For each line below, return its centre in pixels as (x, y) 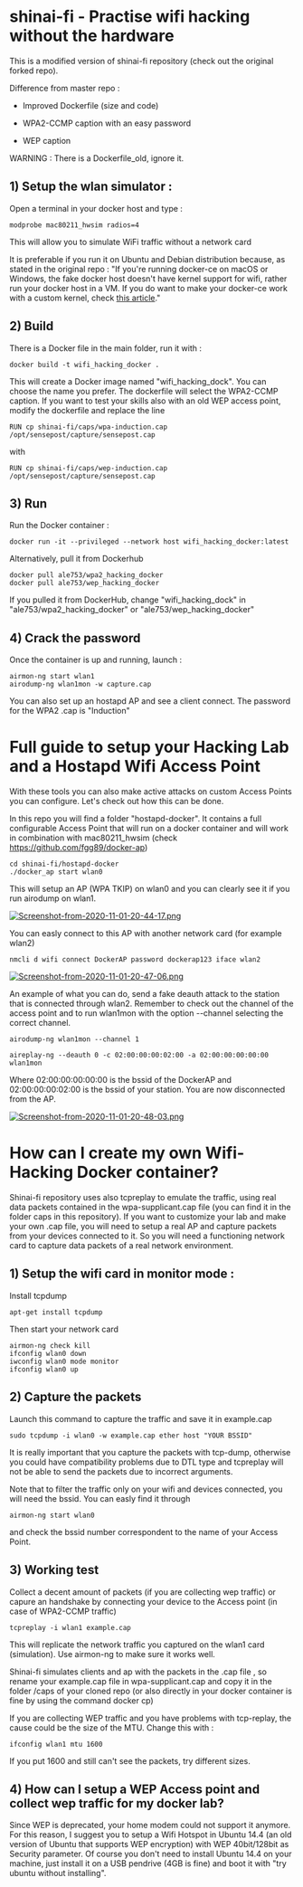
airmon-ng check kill (50, 1345)
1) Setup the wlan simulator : (91, 187)
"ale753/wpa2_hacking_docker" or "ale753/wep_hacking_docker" (132, 610)
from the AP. (33, 1099)
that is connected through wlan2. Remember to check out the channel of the (151, 1004)
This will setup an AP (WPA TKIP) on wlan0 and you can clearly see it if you (150, 889)
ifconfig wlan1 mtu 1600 (56, 1744)
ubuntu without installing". (58, 1873)
